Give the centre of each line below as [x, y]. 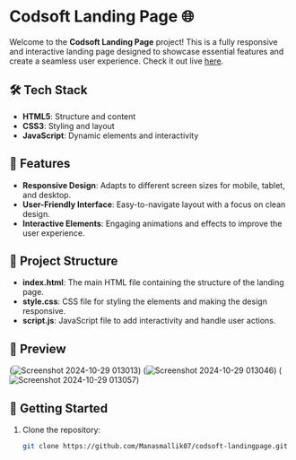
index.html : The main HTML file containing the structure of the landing [153, 282]
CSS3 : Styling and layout [68, 126]
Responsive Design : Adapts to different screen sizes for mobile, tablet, [153, 185]
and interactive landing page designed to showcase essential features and [147, 51]
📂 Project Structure [64, 260]
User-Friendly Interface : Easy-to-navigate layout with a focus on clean [154, 204]
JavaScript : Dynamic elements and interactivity [110, 135]
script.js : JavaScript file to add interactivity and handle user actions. [149, 321]
